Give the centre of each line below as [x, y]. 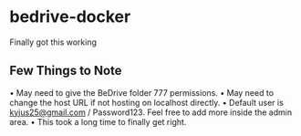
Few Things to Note [66, 71]
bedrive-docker [70, 17]
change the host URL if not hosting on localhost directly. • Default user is [147, 102]
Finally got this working [53, 42]
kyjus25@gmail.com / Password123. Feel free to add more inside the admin [151, 112]
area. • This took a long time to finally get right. [98, 121]
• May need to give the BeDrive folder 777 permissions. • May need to [142, 92]
